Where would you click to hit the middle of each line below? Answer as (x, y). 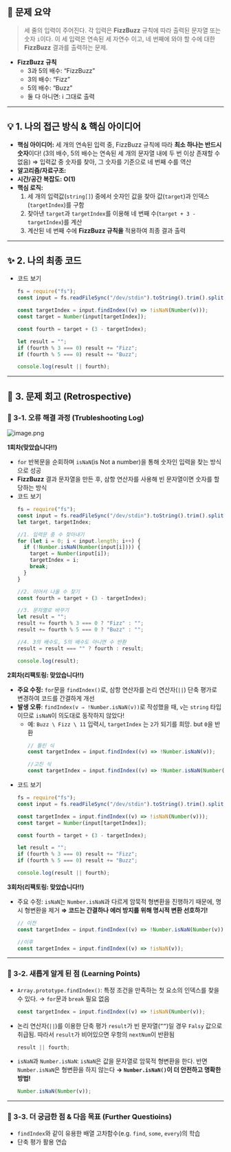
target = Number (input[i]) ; (70, 554)
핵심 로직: (30, 187)
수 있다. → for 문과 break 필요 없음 (63, 999)
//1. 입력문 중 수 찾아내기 (51, 534)
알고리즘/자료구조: (42, 170)
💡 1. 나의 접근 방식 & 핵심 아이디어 (74, 127)
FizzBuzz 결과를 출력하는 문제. (66, 47)
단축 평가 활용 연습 (42, 1142)
